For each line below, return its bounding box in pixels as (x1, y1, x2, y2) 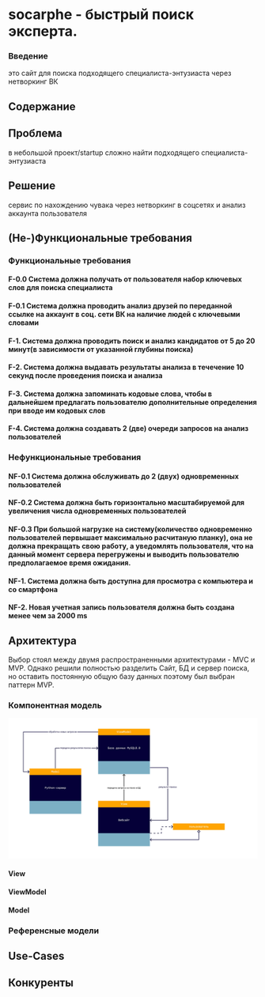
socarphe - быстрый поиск (8, 6, 195, 24)
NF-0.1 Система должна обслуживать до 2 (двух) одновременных (8, 471, 240, 481)
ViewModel (8, 887, 47, 897)
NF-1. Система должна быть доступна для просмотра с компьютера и (8, 576, 254, 586)
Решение (8, 179, 56, 193)
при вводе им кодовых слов (8, 406, 106, 415)
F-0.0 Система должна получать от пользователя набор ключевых (8, 274, 243, 284)
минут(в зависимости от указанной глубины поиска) (8, 344, 194, 353)
